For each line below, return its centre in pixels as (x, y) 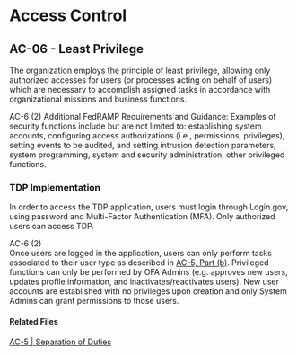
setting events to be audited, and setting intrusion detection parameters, (143, 145)
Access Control (68, 16)
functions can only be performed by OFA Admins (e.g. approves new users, (149, 272)
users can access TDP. (52, 227)
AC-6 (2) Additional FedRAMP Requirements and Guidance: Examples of (143, 116)
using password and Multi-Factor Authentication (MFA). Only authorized (142, 217)
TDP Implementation (55, 187)
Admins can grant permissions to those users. (94, 301)
